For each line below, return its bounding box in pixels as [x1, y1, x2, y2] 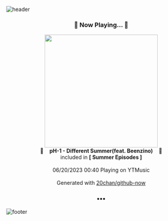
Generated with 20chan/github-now [57, 179, 146, 187]
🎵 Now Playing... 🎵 [73, 20, 129, 29]
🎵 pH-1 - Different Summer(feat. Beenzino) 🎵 [40, 148, 163, 155]
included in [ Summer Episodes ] [60, 154, 143, 161]
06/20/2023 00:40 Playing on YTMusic [52, 166, 151, 174]
